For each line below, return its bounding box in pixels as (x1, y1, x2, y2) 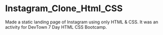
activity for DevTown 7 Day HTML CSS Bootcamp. (5, 24, 108, 30)
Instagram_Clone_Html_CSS (5, 3, 123, 14)
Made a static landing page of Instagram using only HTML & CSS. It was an (5, 19, 159, 25)
